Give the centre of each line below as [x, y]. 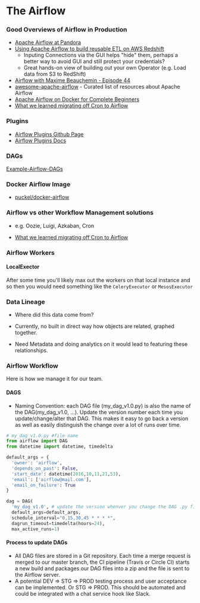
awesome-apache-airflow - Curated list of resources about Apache [97, 87]
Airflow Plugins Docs [40, 140]
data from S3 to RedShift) [55, 74]
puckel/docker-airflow [42, 197]
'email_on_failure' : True [44, 485]
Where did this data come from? [54, 315]
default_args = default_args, [46, 513]
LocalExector [23, 267]
